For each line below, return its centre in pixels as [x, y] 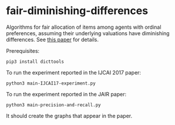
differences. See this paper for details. [52, 39]
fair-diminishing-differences [77, 11]
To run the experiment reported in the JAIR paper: [66, 94]
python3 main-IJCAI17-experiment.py [51, 83]
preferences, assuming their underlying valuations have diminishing [88, 33]
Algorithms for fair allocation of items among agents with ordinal [84, 27]
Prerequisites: [23, 50]
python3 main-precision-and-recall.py [53, 105]
